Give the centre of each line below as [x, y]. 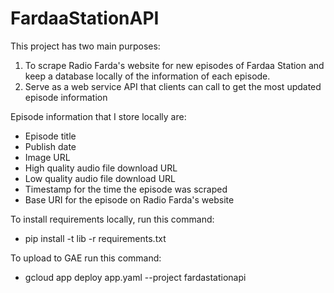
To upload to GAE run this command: [86, 258]
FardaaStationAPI [85, 18]
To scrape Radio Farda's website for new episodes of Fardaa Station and [174, 65]
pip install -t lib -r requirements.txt [95, 238]
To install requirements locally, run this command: [112, 219]
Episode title [50, 136]
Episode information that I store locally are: [98, 116]
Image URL [47, 157]
